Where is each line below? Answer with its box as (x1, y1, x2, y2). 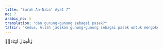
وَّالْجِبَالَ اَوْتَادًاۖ (5, 38, 33, 44)
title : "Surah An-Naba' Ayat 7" (5, 7, 70, 12)
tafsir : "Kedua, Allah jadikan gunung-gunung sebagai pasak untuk (5, 25, 142, 30)
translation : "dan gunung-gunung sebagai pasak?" (5, 20, 108, 26)
